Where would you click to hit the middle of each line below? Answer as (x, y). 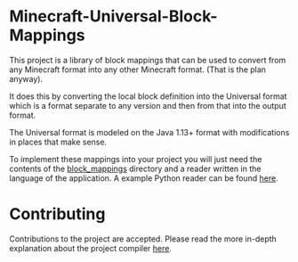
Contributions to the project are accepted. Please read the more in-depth (143, 239)
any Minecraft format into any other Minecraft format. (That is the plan (138, 70)
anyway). (26, 78)
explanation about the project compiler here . (90, 248)
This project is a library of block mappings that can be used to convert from (148, 60)
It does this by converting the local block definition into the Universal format (148, 96)
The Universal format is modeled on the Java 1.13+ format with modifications (149, 132)
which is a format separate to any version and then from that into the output (148, 105)
